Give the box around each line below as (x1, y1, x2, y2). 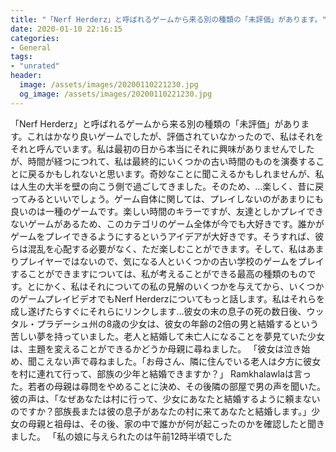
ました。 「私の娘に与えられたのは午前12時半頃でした (10, 430, 233, 442)
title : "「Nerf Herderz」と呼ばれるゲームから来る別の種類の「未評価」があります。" (10, 14, 327, 25)
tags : (10, 52, 33, 62)
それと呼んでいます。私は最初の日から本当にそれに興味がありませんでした (10, 142, 315, 155)
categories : (10, 33, 60, 43)
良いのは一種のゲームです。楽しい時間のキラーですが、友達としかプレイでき (10, 205, 325, 217)
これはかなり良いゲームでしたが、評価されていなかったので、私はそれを (26, 130, 324, 142)
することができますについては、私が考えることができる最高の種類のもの (10, 267, 308, 280)
